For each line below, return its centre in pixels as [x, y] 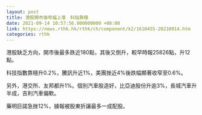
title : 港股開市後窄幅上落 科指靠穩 [47, 18]
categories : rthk [28, 34]
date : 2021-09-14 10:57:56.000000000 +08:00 [63, 23]
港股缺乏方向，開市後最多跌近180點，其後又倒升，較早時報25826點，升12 [98, 53]
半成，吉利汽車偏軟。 [33, 93]
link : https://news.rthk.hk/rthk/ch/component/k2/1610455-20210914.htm [98, 29]
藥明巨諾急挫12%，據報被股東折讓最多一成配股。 [67, 106]
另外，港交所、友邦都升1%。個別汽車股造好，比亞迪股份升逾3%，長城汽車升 [102, 86]
